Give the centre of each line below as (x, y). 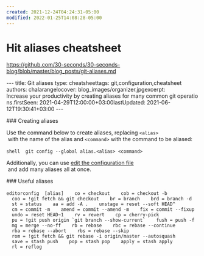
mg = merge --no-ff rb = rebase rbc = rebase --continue (93, 226)
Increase (17, 96)
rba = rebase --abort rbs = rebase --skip (71, 231)
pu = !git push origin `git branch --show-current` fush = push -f (103, 221)
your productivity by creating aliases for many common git (103, 96)
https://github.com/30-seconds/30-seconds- (63, 65)
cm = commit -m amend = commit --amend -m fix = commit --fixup (103, 210)
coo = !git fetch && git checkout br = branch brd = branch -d (102, 199)
